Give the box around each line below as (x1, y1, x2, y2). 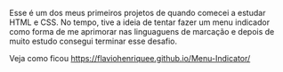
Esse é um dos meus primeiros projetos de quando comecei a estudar (9, 8, 266, 18)
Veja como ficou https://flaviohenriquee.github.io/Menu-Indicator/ (9, 53, 251, 63)
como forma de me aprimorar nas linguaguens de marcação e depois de (9, 27, 275, 36)
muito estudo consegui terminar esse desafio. (9, 36, 178, 46)
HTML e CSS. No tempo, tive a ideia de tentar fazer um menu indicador (9, 17, 270, 28)
